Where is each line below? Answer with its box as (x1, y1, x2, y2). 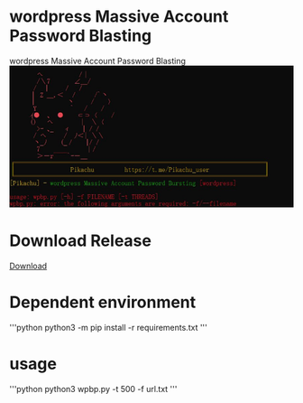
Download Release (9, 230, 151, 251)
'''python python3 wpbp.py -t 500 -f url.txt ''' (9, 383, 178, 394)
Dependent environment (9, 292, 197, 313)
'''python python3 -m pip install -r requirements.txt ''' (9, 322, 207, 333)
